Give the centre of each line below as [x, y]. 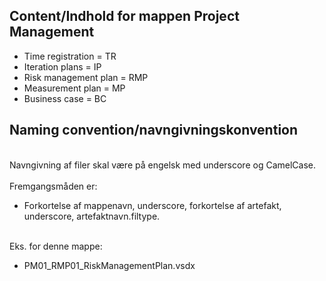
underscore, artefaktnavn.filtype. [92, 216]
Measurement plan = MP [74, 88]
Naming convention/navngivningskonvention [154, 130]
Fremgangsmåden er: [53, 186]
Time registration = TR [70, 56]
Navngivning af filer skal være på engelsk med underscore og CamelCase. [162, 165]
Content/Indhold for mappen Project [124, 16]
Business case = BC [65, 98]
